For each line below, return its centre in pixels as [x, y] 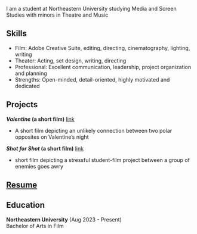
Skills [16, 34]
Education [26, 205]
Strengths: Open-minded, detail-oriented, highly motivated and [92, 79]
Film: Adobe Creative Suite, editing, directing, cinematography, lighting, [102, 48]
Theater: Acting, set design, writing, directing [70, 60]
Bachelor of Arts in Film [35, 226]
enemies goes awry [39, 166]
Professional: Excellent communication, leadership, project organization [103, 67]
